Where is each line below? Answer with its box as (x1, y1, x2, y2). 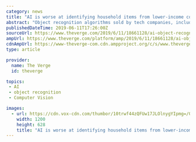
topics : (6, 78, 25, 85)
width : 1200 (16, 116, 45, 122)
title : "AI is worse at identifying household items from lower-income (6, 14, 184, 20)
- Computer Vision (8, 95, 54, 101)
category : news (6, 8, 43, 15)
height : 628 (16, 122, 45, 127)
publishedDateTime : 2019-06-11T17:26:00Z (6, 25, 108, 31)
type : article (6, 47, 41, 53)
